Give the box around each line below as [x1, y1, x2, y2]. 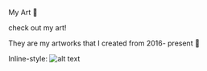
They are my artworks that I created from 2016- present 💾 [8, 38, 200, 48]
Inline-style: [8, 54, 48, 63]
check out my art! [8, 23, 67, 32]
